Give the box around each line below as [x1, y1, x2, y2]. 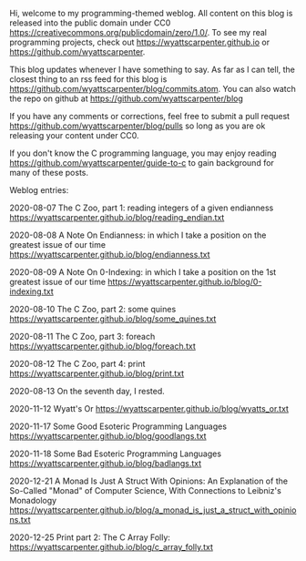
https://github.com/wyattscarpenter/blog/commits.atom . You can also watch [9, 84, 296, 94]
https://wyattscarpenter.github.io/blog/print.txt [9, 368, 185, 379]
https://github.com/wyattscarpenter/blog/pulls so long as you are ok [9, 120, 266, 131]
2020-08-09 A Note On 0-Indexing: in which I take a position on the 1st [9, 267, 277, 277]
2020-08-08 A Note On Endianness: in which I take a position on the [9, 229, 267, 240]
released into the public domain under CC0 [9, 17, 171, 28]
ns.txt [9, 515, 31, 525]
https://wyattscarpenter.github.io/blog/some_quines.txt [9, 313, 217, 324]
